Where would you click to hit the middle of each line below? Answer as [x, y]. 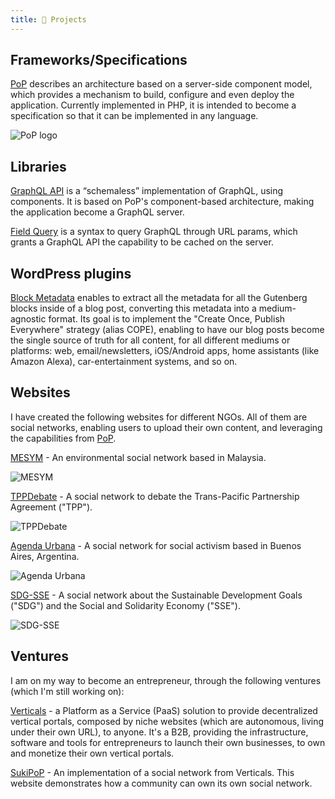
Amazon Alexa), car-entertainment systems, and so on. [124, 362]
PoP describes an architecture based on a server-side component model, [161, 84]
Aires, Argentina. [45, 556]
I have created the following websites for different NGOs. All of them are [159, 417]
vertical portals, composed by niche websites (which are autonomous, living [167, 721]
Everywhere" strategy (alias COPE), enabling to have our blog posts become [167, 330]
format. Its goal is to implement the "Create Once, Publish [167, 319]
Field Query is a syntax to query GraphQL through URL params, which [154, 232]
